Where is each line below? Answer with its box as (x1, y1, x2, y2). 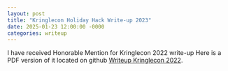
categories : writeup (7, 29, 68, 37)
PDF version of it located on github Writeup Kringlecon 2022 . (7, 56, 183, 65)
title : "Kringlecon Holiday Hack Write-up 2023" (7, 17, 152, 24)
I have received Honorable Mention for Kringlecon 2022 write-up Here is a (7, 49, 222, 57)
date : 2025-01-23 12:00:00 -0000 (7, 23, 105, 30)
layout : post (7, 10, 45, 17)
